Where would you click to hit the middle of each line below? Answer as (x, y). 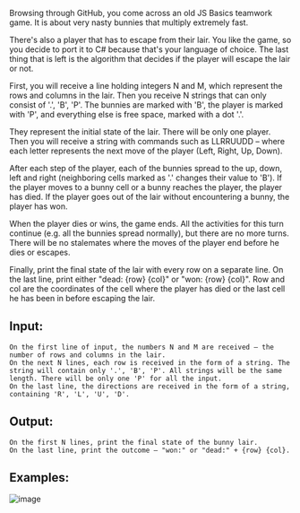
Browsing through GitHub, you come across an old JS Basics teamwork (141, 13)
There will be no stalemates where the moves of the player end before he (144, 243)
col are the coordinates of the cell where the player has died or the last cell (147, 289)
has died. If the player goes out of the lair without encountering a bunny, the (150, 197)
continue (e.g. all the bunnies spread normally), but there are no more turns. (149, 233)
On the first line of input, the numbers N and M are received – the (142, 347)
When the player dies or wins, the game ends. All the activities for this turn (147, 224)
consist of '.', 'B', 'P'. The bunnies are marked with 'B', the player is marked (146, 105)
